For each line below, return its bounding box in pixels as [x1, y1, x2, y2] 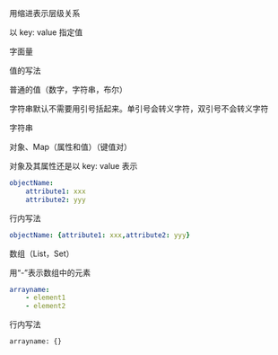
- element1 [25, 293, 66, 303]
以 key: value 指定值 [9, 27, 83, 38]
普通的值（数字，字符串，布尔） [9, 84, 127, 94]
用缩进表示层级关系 [9, 8, 81, 18]
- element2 [25, 302, 66, 311]
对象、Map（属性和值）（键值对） [9, 142, 133, 152]
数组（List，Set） [9, 248, 74, 259]
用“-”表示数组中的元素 [9, 267, 91, 278]
